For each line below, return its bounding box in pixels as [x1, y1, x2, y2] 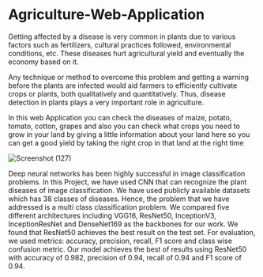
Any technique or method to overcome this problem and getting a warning [8, 72, 250, 82]
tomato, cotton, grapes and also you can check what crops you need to [8, 121, 241, 131]
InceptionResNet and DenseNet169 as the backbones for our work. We [8, 219, 239, 229]
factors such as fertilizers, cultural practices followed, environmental [8, 40, 231, 49]
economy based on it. [8, 57, 79, 66]
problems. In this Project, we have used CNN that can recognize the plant [8, 176, 247, 187]
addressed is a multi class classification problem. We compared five [8, 202, 230, 211]
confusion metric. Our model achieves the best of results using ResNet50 [8, 244, 247, 254]
